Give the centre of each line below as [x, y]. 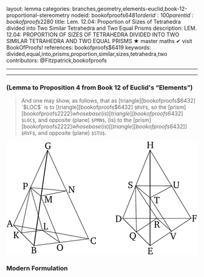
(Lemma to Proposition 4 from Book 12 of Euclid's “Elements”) [100, 87]
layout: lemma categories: [39, 9]
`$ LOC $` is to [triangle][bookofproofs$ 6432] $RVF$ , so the [94, 107]
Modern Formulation [37, 268]
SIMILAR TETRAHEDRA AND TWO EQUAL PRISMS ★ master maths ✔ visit [99, 41]
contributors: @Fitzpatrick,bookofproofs [57, 60]
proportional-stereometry [38, 15]
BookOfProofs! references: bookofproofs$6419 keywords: [79, 47]
